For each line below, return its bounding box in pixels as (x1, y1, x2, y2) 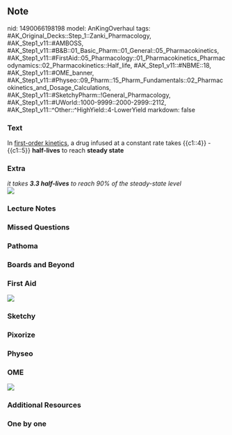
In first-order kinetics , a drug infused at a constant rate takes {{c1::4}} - (7, 139, 211, 147)
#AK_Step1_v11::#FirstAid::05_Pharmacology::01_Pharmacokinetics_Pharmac (7, 54, 226, 62)
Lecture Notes (7, 204, 56, 213)
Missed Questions (7, 222, 70, 232)
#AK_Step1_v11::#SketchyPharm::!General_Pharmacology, (7, 91, 172, 99)
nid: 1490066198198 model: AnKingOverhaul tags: (7, 24, 151, 32)
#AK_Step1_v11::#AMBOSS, (7, 38, 84, 47)
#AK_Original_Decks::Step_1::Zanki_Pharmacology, (7, 31, 151, 40)
